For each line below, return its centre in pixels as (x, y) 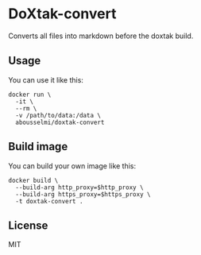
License (28, 225)
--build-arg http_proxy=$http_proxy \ (80, 187)
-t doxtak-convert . (49, 201)
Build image (38, 147)
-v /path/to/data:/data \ (58, 115)
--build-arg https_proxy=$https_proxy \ (83, 194)
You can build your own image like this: (72, 166)
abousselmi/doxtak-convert (60, 122)
